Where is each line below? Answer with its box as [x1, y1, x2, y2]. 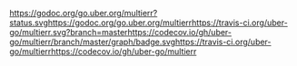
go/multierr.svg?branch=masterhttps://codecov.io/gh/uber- [9, 27, 233, 37]
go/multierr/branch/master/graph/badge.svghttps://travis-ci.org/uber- [9, 36, 272, 47]
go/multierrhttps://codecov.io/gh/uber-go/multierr [9, 46, 197, 57]
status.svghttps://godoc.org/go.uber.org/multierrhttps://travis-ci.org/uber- [9, 17, 288, 28]
